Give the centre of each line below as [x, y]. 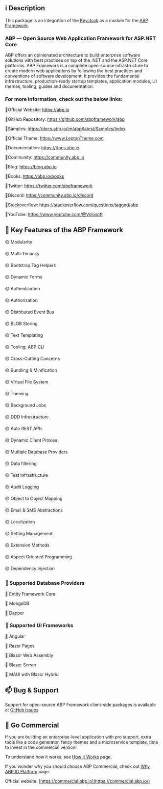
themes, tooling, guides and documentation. [49, 86]
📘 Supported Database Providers [45, 583]
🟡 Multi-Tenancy [22, 254]
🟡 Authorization [22, 300]
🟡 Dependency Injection [30, 569]
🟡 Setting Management [29, 534]
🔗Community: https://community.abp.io [45, 157]
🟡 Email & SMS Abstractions [34, 510]
